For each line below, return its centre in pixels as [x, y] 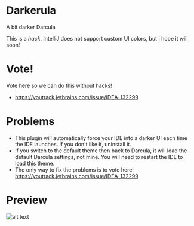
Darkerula [31, 10]
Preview [27, 200]
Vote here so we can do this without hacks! [59, 85]
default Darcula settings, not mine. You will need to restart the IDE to [99, 157]
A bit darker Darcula [31, 27]
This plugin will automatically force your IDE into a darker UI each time [101, 138]
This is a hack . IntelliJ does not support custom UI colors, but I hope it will [97, 38]
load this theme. [35, 163]
